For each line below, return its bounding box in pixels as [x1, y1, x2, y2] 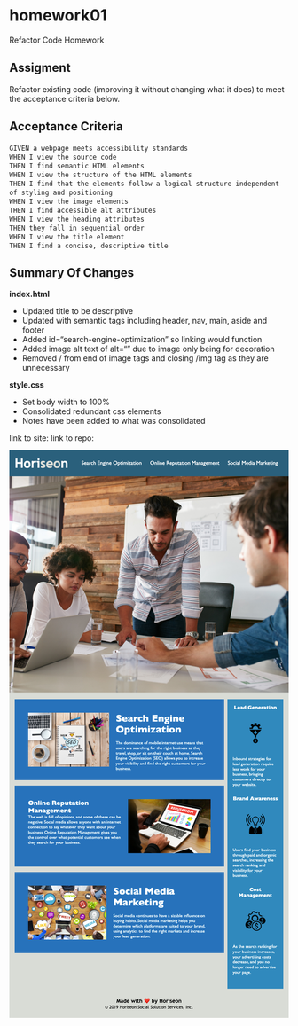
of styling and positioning [9, 188, 114, 197]
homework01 [9, 5, 108, 26]
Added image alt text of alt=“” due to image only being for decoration [21, 343, 275, 355]
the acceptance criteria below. [9, 93, 121, 104]
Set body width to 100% [21, 396, 111, 408]
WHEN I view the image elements [9, 197, 129, 206]
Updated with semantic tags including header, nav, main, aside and [21, 316, 268, 326]
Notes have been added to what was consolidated [21, 416, 206, 427]
